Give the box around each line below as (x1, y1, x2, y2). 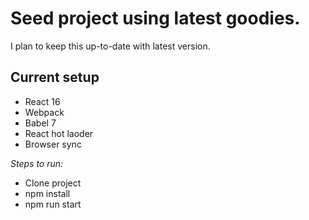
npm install (24, 187, 71, 199)
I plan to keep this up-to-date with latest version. (10, 40, 211, 52)
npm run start (24, 198, 82, 210)
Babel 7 (24, 117, 57, 129)
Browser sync (24, 138, 82, 150)
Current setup (10, 69, 100, 86)
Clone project (24, 177, 82, 189)
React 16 (24, 95, 61, 107)
